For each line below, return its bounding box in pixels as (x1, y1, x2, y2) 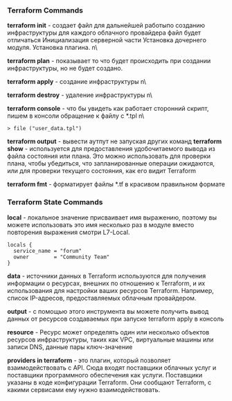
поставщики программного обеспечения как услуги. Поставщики (7, 371, 203, 379)
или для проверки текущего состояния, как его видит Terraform (7, 167, 196, 175)
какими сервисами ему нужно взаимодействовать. (7, 385, 161, 393)
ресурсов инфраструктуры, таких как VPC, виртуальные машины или (7, 335, 214, 344)
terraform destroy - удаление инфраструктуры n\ (7, 91, 152, 99)
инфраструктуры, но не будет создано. (7, 64, 123, 73)
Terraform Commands (7, 6, 84, 15)
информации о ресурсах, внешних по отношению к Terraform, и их (7, 279, 206, 287)
